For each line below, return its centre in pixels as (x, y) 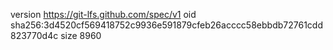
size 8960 (81, 35)
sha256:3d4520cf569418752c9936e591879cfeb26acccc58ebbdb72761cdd (166, 25)
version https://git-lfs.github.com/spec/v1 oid (103, 14)
